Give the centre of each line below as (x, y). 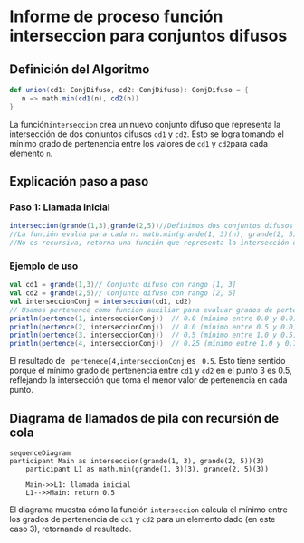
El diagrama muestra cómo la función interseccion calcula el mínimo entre (148, 510)
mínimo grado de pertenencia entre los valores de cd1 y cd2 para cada (139, 143)
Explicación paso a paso (79, 181)
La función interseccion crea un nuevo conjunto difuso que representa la (145, 124)
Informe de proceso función (116, 17)
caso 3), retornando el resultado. (71, 529)
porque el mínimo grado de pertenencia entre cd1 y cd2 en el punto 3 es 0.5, (151, 371)
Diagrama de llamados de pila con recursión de (144, 418)
